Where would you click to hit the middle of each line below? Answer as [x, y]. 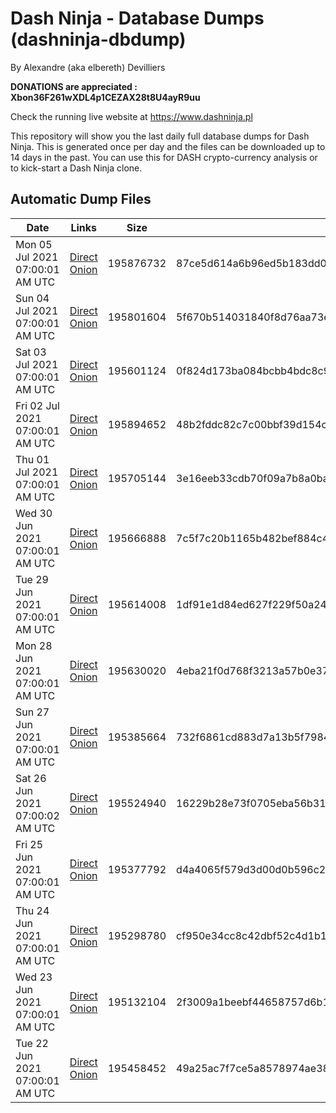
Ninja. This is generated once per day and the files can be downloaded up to [168, 146]
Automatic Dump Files [81, 199]
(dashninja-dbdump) [98, 39]
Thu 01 [32, 459]
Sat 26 [31, 778]
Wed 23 [34, 977]
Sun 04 [32, 298]
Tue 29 [32, 579]
